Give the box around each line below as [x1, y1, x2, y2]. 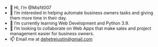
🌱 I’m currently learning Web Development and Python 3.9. [9, 20, 129, 26]
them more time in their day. [9, 15, 67, 21]
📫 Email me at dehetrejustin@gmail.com [9, 36, 93, 42]
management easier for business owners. [9, 31, 95, 36]
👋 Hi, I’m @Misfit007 [9, 5, 52, 10]
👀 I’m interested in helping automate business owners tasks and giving [9, 10, 154, 16]
